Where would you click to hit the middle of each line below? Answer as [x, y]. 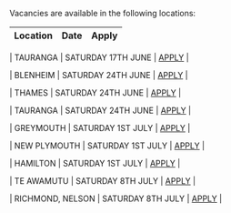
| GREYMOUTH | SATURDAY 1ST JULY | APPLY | [100, 128]
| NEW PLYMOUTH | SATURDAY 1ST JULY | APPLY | [107, 146]
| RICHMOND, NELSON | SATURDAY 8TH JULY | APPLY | [116, 198]
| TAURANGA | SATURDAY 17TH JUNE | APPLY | [99, 57]
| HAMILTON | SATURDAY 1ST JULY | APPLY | [95, 163]
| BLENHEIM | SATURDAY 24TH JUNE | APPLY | [99, 75]
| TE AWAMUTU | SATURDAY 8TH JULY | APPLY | [103, 181]
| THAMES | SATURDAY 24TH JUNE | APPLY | [95, 93]
